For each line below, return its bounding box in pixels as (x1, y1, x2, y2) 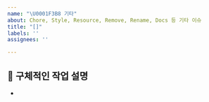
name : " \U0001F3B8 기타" (7, 10, 77, 17)
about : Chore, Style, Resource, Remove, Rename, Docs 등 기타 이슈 (7, 17, 202, 24)
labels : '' (7, 29, 39, 37)
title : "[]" (7, 23, 42, 30)
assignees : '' (7, 36, 49, 43)
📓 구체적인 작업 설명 (7, 70, 89, 82)
